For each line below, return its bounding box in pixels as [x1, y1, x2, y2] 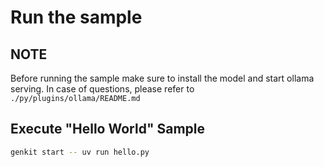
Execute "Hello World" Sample [10, 121, 205, 138]
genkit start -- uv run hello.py [10, 147, 150, 157]
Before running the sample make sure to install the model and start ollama [10, 72, 315, 84]
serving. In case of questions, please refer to [10, 83, 195, 95]
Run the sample [10, 6, 143, 29]
